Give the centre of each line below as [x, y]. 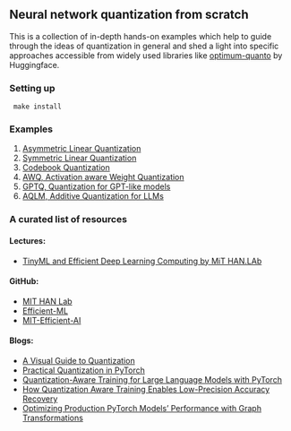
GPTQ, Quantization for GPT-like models [96, 186]
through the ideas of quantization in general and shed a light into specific [144, 46]
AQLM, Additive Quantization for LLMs [93, 196]
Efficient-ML [45, 310]
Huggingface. [34, 65]
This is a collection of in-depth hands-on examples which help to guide [141, 36]
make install [38, 107]
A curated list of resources [68, 220]
